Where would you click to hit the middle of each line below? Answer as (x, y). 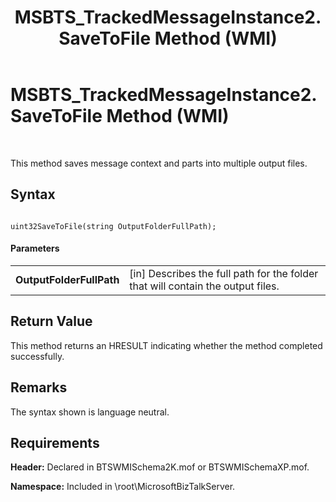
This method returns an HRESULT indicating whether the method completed (166, 345)
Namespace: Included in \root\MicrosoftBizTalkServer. (123, 487)
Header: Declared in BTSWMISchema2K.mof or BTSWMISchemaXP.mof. (160, 467)
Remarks (39, 387)
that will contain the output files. (204, 286)
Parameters (35, 248)
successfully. (37, 356)
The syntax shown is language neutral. (90, 412)
